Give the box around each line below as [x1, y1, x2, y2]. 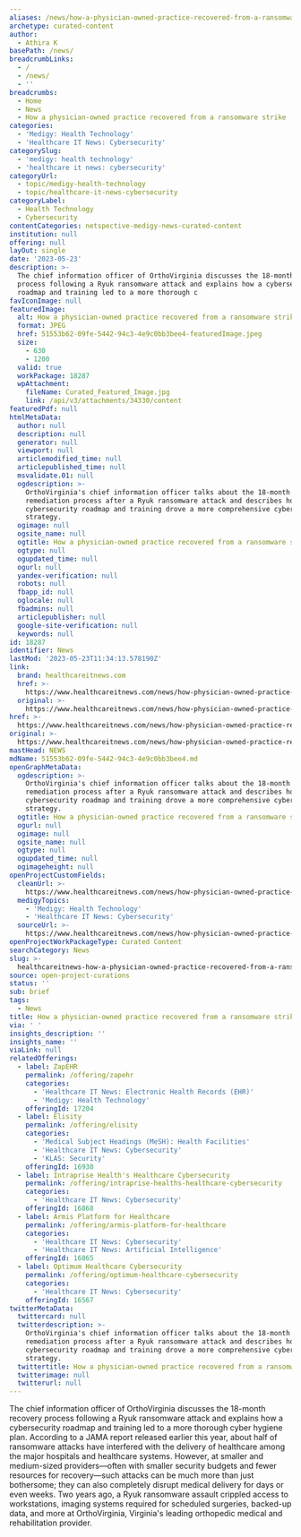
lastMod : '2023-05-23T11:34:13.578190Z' [9, 655, 163, 664]
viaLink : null [9, 1045, 63, 1055]
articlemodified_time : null [17, 454, 123, 464]
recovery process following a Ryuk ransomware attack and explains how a [9, 1412, 284, 1424]
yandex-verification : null [17, 571, 118, 580]
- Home [17, 96, 42, 106]
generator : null [17, 438, 78, 447]
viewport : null [17, 446, 74, 455]
